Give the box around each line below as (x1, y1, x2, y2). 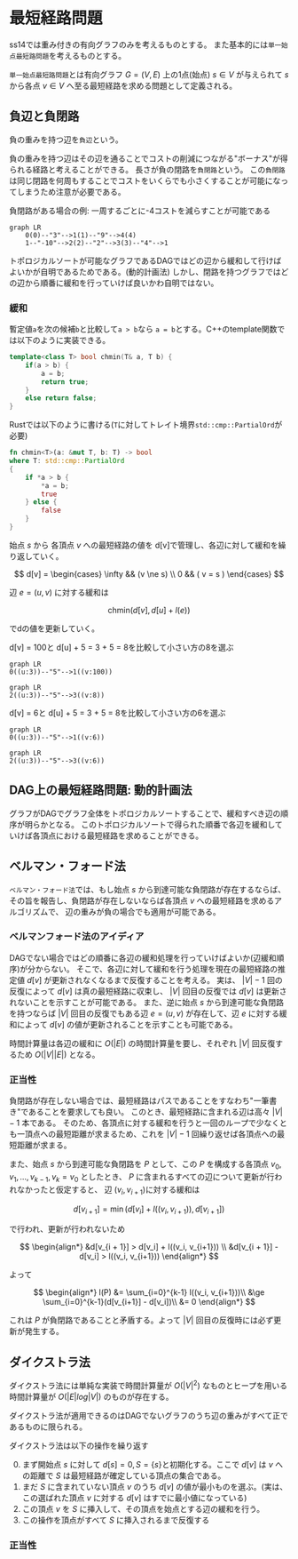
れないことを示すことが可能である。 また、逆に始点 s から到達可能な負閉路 (9, 996, 285, 1007)
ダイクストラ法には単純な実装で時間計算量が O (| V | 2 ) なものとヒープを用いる (9, 1379, 288, 1391)
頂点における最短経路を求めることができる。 (39, 830, 204, 841)
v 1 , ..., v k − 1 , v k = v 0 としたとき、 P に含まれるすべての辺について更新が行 (9, 1171, 275, 1184)
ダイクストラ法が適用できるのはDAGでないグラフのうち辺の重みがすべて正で (9, 1410, 288, 1420)
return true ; (41, 377, 90, 387)
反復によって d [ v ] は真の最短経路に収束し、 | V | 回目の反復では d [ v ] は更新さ (9, 986, 287, 996)
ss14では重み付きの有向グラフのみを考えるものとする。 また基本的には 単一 (9, 39, 282, 50)
